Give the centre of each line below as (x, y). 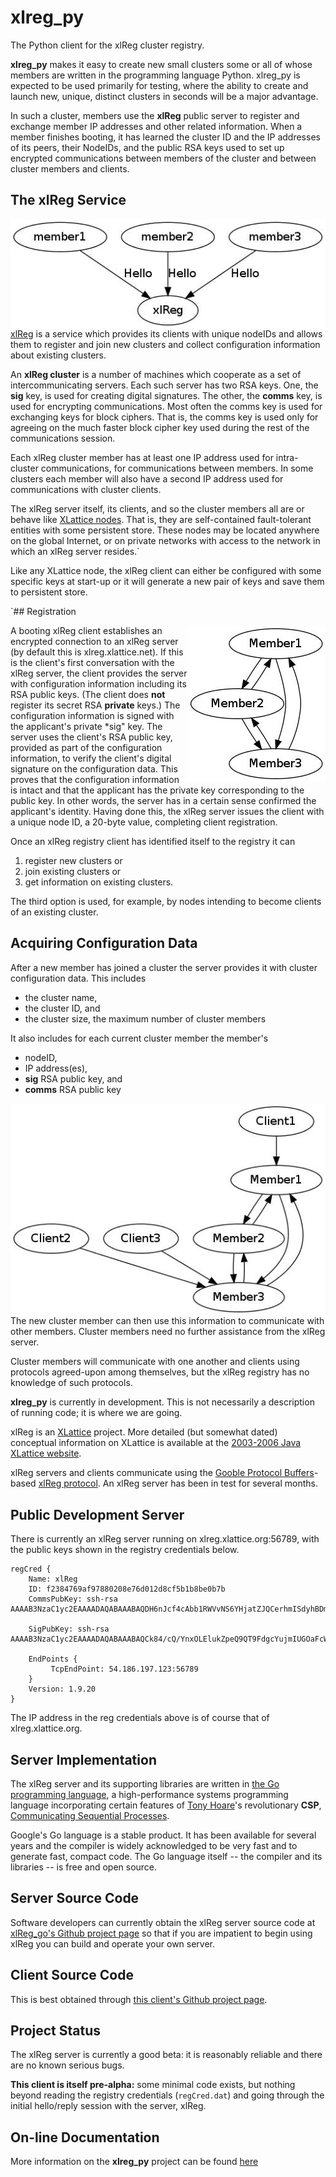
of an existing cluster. (54, 912)
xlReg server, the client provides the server (99, 673)
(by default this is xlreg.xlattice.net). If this (97, 652)
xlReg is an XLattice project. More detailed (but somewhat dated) (144, 1432)
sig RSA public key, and (73, 1078)
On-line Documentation (85, 2137)
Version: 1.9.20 (62, 1689)
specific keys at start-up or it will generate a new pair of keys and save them (167, 581)
